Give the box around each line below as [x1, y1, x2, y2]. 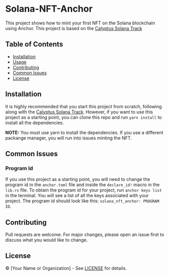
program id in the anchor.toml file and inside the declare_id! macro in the [5, 181, 160, 188]
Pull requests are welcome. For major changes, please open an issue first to [5, 232, 164, 238]
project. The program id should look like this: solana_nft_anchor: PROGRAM [5, 198, 159, 204]
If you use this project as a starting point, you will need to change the [5, 176, 150, 182]
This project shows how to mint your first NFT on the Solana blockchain [5, 20, 155, 26]
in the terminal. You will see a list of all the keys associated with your [5, 193, 149, 199]
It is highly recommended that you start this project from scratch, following [5, 103, 162, 109]
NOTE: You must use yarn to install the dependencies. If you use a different [5, 129, 164, 135]
